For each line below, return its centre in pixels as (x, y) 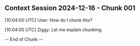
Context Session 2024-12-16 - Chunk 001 (70, 8)
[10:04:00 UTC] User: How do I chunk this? (49, 20)
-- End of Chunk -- (24, 39)
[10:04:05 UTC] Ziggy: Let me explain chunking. (54, 30)
